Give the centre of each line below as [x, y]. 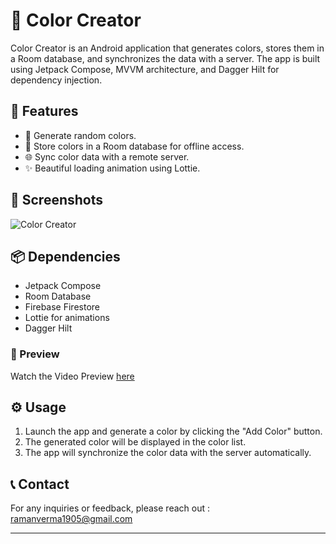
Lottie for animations [67, 318]
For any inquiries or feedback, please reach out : [110, 508]
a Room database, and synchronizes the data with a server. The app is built [165, 58]
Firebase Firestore [62, 307]
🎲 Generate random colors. [80, 135]
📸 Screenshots [57, 200]
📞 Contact [40, 484]
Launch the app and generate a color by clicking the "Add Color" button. [173, 431]
